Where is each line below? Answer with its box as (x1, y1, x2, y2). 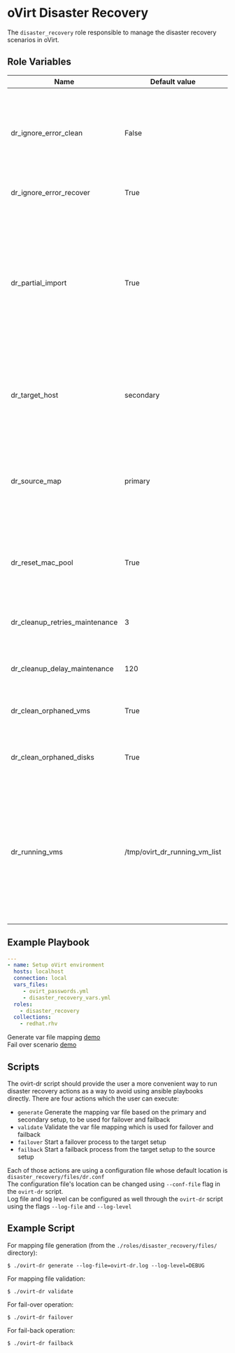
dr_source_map (10, 476, 62, 485)
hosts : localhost (13, 968, 64, 976)
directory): (7, 1248, 38, 1257)
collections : (13, 1014, 52, 1021)
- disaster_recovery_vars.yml (22, 994, 111, 1001)
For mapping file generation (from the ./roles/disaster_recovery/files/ (7, 1241, 218, 1249)
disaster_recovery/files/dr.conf (7, 1173, 105, 1180)
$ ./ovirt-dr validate (7, 1288, 73, 1295)
